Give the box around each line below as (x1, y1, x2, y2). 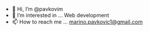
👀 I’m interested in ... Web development (11, 12, 109, 19)
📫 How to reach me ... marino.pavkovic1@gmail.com (11, 18, 143, 25)
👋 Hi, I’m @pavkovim (11, 6, 63, 12)
